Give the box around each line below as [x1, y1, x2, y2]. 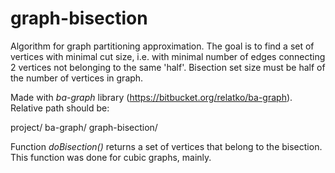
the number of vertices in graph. [10, 72, 144, 84]
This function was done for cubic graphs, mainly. [10, 151, 212, 163]
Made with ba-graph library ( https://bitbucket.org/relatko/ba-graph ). [10, 91, 293, 103]
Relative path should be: [10, 102, 110, 114]
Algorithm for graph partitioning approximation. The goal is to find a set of [10, 40, 315, 52]
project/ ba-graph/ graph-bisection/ [10, 121, 158, 133]
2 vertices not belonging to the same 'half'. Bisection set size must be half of [10, 61, 326, 73]
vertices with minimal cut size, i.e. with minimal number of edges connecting [10, 50, 326, 62]
